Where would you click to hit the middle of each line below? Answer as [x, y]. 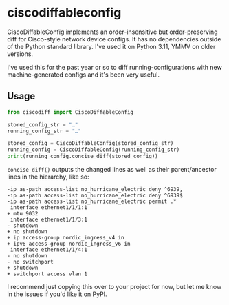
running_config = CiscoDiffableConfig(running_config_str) [94, 150]
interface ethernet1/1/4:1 [49, 250]
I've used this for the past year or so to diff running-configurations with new [115, 67]
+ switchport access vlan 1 [47, 274]
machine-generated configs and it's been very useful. [84, 75]
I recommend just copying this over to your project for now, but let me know [115, 287]
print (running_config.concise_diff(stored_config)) [83, 157]
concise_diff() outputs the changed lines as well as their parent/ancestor [112, 169]
